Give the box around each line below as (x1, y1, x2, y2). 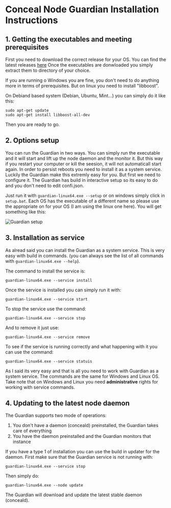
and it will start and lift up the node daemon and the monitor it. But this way (5, 155, 163, 161)
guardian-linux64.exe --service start (5, 297, 88, 302)
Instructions (5, 14, 58, 26)
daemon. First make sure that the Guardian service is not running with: (5, 454, 153, 460)
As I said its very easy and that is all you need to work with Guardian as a (5, 368, 159, 374)
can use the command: (5, 349, 54, 355)
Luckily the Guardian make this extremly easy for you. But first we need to (5, 172, 161, 178)
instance (12, 439, 31, 445)
